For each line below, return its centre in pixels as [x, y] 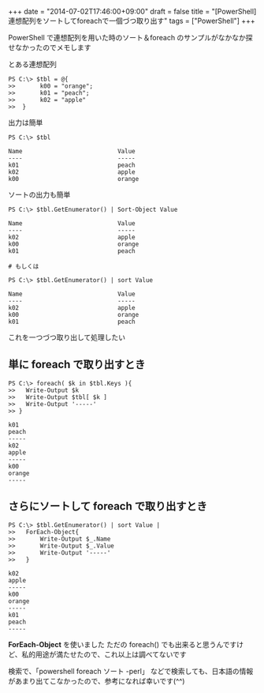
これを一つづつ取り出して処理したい [67, 337]
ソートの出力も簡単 [39, 194]
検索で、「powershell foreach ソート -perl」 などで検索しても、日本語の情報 [131, 671]
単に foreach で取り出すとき [77, 365]
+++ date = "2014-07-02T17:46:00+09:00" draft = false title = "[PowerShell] [132, 11]
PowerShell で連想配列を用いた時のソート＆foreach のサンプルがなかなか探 [130, 38]
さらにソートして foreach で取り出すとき [108, 506]
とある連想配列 [32, 64]
